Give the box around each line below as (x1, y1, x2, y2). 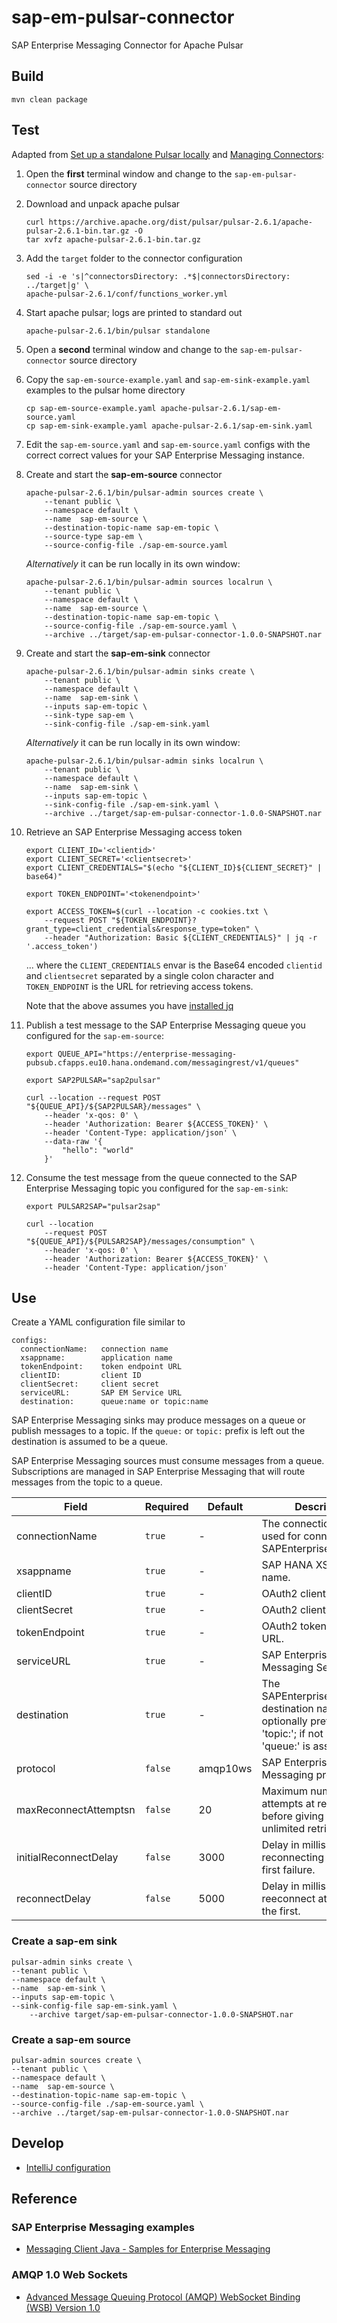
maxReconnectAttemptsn (16, 1803, 136, 1817)
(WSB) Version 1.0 (25, 2301, 101, 2313)
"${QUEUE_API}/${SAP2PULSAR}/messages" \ (25, 1101, 201, 1111)
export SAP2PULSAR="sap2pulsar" (25, 1075, 161, 1085)
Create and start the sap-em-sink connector (25, 647, 211, 659)
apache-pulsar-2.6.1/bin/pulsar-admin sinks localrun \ (25, 756, 264, 766)
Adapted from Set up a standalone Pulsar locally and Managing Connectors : (11, 148, 325, 160)
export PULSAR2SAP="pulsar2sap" (25, 1201, 161, 1211)
